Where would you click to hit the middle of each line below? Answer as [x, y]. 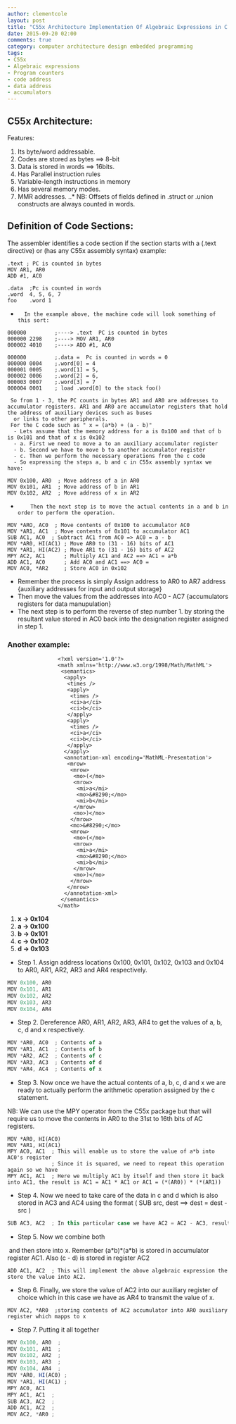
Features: [21, 137]
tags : [15, 54]
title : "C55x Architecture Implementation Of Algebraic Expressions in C [118, 27]
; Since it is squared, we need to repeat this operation [138, 1163]
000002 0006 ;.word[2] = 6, [53, 376]
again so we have [33, 1170]
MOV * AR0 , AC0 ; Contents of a [54, 1043]
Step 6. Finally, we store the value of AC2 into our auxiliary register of [118, 1289]
